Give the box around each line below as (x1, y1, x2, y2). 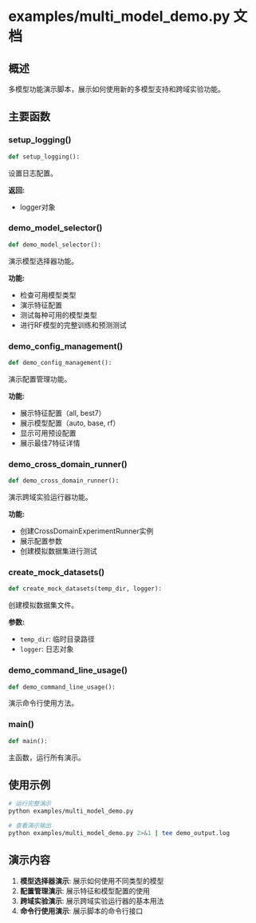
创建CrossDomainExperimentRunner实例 (19, 526, 154, 536)
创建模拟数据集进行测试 (19, 546, 97, 556)
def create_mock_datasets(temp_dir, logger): (8, 585, 162, 593)
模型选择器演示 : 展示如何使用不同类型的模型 (19, 876, 164, 885)
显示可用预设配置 (19, 428, 77, 438)
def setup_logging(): (8, 153, 81, 161)
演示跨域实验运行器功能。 (8, 493, 93, 502)
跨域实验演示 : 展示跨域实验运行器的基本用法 (19, 896, 164, 905)
